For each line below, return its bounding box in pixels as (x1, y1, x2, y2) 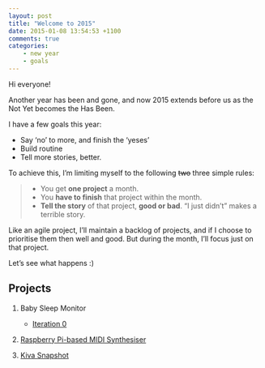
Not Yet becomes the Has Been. (8, 103, 115, 113)
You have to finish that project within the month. (40, 192, 203, 202)
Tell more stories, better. (19, 152, 102, 162)
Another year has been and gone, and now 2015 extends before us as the (8, 95, 254, 105)
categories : (8, 42, 49, 50)
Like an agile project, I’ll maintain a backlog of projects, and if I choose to (8, 225, 252, 235)
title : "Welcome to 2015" (8, 19, 96, 28)
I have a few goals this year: (8, 119, 102, 129)
